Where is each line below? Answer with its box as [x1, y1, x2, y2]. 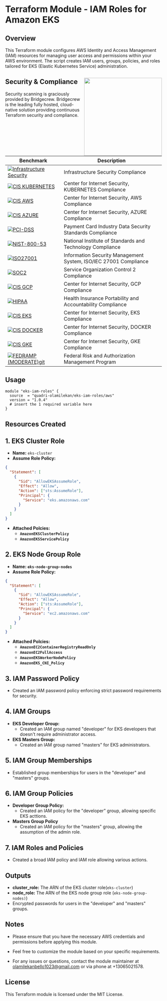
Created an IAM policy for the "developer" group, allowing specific [19, 808, 156, 814]
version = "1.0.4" [9, 398, 48, 403]
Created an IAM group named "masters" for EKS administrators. [19, 742, 151, 748]
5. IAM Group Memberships [5, 756, 92, 765]
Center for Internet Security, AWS [64, 194, 142, 201]
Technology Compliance [64, 244, 121, 251]
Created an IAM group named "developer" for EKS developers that [19, 726, 156, 732]
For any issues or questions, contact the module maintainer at [12, 958, 139, 964]
